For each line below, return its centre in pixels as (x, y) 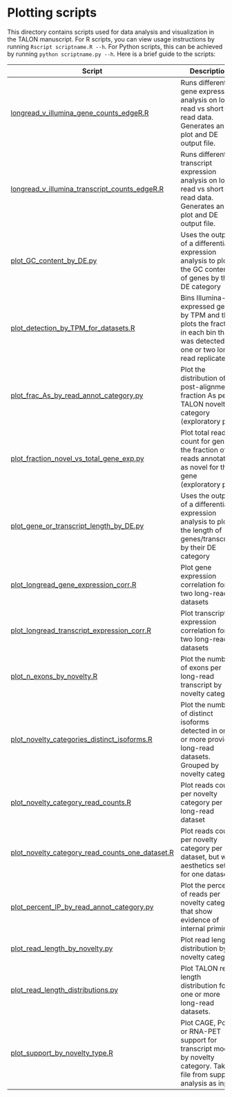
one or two (198, 349)
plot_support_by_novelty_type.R (62, 1053)
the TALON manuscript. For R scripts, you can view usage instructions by (111, 39)
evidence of (200, 919)
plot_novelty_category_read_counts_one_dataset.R (92, 852)
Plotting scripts (52, 13)
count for (195, 441)
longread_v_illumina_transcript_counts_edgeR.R (87, 189)
